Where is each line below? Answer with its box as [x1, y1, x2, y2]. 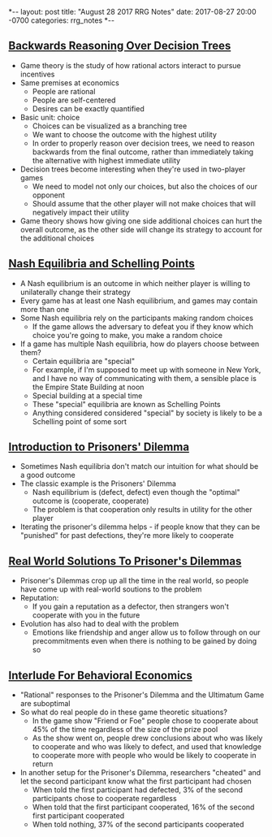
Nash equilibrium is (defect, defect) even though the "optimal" [32, 488, 241, 497]
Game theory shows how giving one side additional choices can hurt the [19, 215, 262, 226]
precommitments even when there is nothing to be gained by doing [32, 636, 257, 646]
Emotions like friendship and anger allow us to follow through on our [32, 627, 261, 637]
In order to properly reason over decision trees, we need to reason [32, 138, 255, 148]
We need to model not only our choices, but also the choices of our [32, 181, 258, 191]
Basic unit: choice [19, 112, 80, 122]
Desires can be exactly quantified [32, 103, 145, 113]
